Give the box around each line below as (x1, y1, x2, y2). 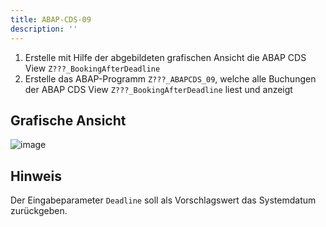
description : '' (10, 24, 78, 34)
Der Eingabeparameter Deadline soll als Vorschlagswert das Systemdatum (10, 194, 317, 206)
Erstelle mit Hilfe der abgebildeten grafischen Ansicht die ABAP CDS (24, 51, 307, 63)
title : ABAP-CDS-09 (10, 14, 92, 25)
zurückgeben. (10, 205, 68, 217)
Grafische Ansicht (10, 112, 127, 129)
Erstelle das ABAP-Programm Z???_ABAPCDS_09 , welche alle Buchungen (24, 72, 317, 85)
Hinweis (10, 167, 62, 185)
